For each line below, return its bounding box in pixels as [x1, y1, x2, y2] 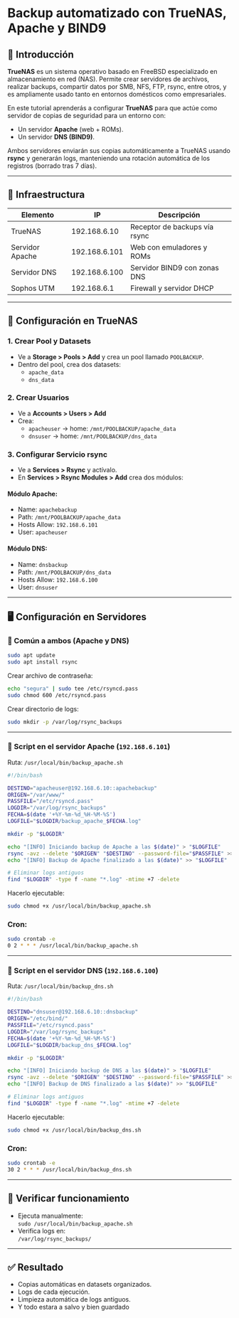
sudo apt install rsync [7, 659, 78, 666]
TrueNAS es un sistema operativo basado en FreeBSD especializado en [7, 68, 218, 75]
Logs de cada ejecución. [17, 1287, 90, 1296]
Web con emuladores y [130, 242, 208, 252]
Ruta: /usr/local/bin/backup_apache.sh [7, 758, 123, 766]
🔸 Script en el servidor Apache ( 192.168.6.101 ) [7, 742, 171, 752]
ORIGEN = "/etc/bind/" [7, 1015, 69, 1022]
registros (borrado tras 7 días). [7, 161, 97, 170]
